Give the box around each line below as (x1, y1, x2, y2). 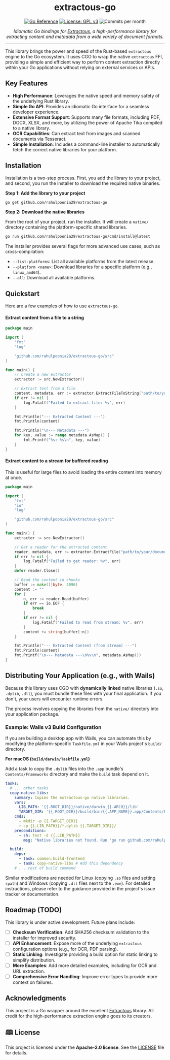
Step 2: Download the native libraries (5, 209, 85, 215)
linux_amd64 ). (12, 269, 41, 275)
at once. (5, 474, 23, 480)
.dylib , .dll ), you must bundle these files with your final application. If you (5, 690, 162, 696)
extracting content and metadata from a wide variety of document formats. (6, 34, 164, 40)
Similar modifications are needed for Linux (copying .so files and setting (5, 875, 156, 881)
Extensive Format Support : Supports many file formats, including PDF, (12, 114, 161, 120)
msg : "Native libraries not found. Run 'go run (23, 838, 125, 843)
